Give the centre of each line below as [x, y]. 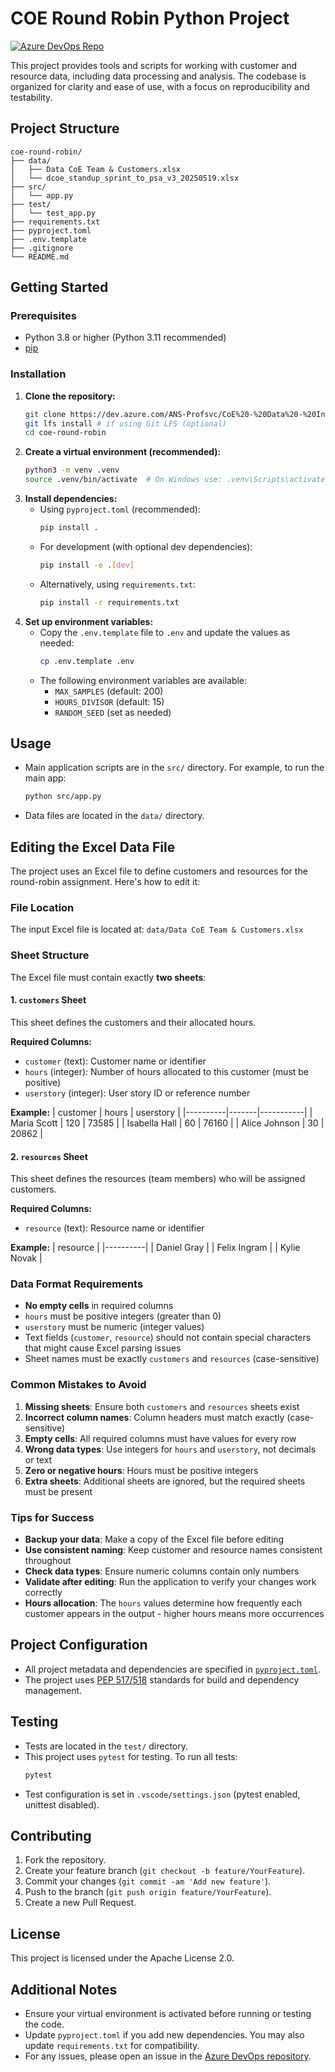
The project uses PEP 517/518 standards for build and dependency [162, 1679]
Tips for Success [52, 1517]
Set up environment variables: [89, 621]
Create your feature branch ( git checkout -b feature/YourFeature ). [165, 1871]
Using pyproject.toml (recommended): [120, 509]
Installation [38, 374]
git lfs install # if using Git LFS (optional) [125, 423]
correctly [43, 1592]
